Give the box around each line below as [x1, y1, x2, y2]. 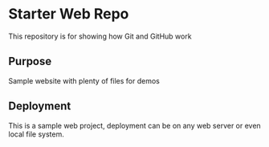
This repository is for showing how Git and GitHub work [8, 31, 192, 41]
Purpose [8, 55, 52, 68]
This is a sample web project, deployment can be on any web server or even [8, 120, 261, 130]
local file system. [8, 129, 64, 139]
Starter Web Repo [8, 5, 129, 23]
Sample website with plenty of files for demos [8, 76, 161, 85]
